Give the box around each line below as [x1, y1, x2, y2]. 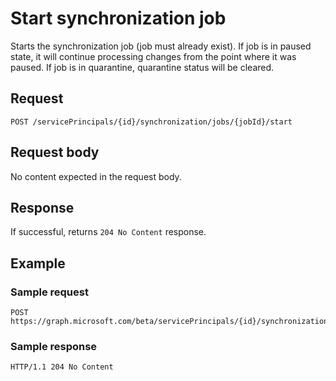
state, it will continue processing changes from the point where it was [10, 50, 297, 62]
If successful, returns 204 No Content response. [10, 226, 207, 238]
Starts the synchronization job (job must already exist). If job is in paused [10, 40, 312, 52]
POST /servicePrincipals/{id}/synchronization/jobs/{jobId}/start [10, 117, 293, 127]
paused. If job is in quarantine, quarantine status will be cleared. [10, 61, 275, 73]
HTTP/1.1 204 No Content [10, 362, 114, 372]
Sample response [10, 339, 98, 353]
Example [10, 255, 66, 272]
